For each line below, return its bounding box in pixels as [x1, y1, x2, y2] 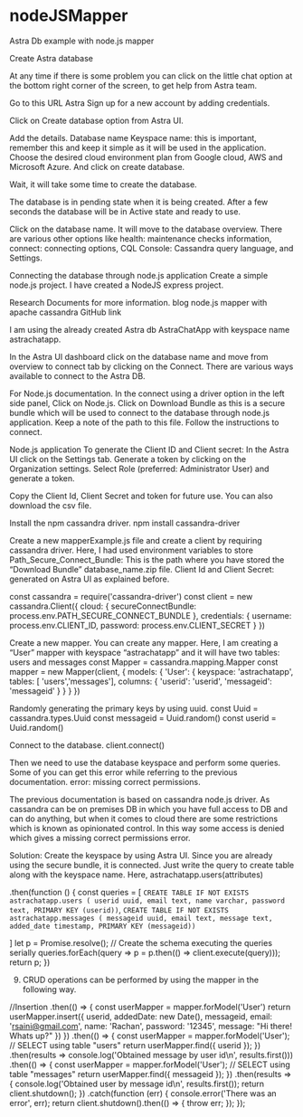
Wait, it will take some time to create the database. [9, 178, 197, 190]
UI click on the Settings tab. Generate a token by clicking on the [9, 453, 247, 464]
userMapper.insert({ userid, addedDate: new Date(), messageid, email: [9, 1010, 273, 1022]
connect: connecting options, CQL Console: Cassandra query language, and [9, 242, 294, 253]
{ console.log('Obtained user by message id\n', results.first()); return [9, 1078, 265, 1089]
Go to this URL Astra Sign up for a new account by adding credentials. [9, 97, 270, 109]
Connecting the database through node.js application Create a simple [9, 270, 269, 280]
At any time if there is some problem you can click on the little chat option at [9, 70, 293, 81]
